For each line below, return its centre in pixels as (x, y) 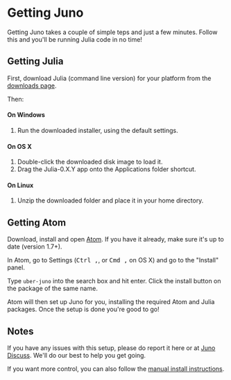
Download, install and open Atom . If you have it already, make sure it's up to (115, 239)
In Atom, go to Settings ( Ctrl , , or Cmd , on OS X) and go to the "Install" (113, 260)
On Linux (20, 185)
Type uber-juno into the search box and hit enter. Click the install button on (114, 281)
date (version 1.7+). (35, 247)
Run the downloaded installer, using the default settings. (97, 130)
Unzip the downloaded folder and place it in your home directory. (110, 200)
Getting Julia (35, 62)
